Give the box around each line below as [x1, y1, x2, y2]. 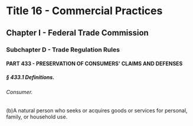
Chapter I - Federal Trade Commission [6, 28, 149, 38]
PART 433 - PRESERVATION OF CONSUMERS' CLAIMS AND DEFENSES [6, 60, 183, 67]
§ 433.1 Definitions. [6, 73, 55, 80]
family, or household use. [6, 113, 68, 120]
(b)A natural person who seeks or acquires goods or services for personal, [6, 106, 188, 114]
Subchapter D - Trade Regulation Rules [6, 46, 120, 54]
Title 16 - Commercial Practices [6, 4, 163, 18]
